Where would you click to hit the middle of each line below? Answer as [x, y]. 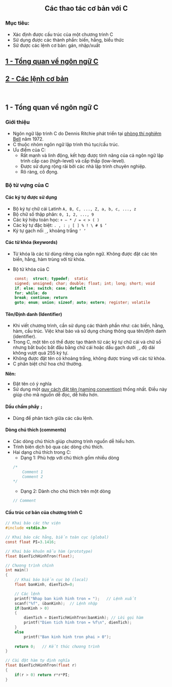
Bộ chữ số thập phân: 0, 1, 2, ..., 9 [53, 214]
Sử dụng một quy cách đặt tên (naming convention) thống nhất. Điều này [90, 389]
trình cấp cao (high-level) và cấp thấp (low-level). [73, 161]
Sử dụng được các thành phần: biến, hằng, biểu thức [68, 40]
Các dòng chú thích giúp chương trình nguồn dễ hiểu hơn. [74, 441]
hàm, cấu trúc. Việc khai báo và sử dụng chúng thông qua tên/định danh [89, 331]
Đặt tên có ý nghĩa [32, 384]
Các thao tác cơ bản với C [86, 8]
